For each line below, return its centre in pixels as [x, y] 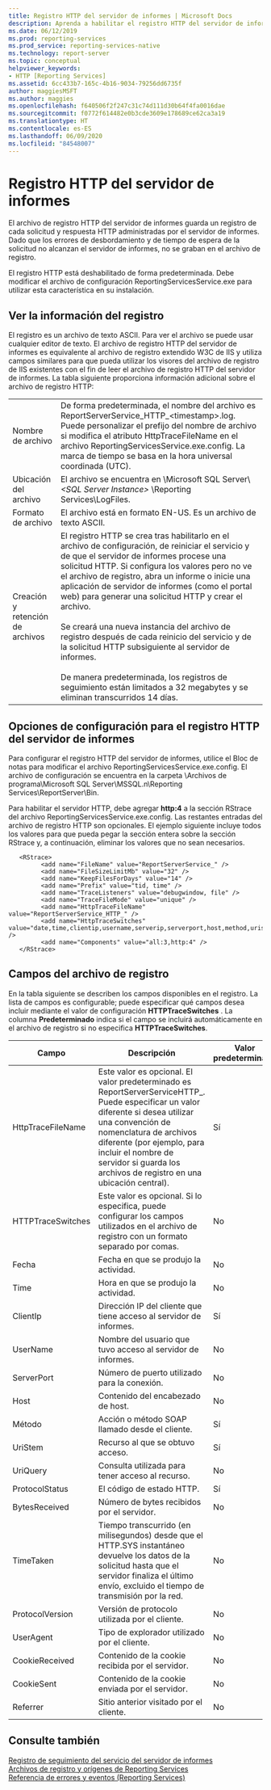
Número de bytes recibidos [150, 1501]
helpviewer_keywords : [45, 69]
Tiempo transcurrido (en [144, 1525]
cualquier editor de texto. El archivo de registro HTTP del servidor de [123, 343]
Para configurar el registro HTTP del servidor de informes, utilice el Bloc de [133, 758]
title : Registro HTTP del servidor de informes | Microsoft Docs [120, 16]
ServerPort [33, 1377]
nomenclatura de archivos [148, 1132]
